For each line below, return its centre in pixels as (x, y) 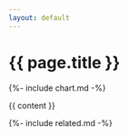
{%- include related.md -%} (60, 122)
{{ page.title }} (64, 62)
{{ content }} (32, 105)
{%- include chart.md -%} (57, 88)
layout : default (39, 18)
